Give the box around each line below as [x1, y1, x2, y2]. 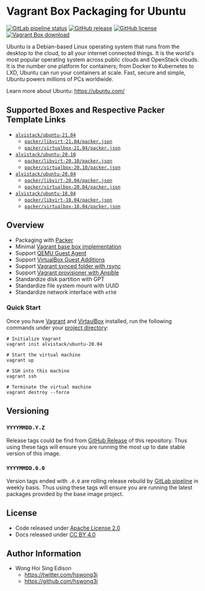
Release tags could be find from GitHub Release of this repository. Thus [6, 436, 188, 444]
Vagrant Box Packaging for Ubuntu [6, 4, 187, 18]
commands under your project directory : [6, 324, 109, 331]
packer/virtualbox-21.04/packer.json [24, 145, 121, 151]
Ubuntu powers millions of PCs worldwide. [6, 75, 114, 83]
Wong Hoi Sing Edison [15, 565, 72, 572]
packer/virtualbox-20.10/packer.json [24, 164, 121, 171]
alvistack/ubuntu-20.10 [15, 151, 76, 157]
